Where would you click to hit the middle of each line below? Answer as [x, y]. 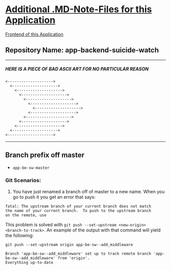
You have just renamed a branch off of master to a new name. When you [89, 191]
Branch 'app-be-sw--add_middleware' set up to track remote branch [78, 253]
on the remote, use [26, 215]
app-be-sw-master [31, 168]
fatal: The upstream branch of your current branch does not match [78, 206]
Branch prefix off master [45, 155]
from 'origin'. [74, 258]
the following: [20, 235]
